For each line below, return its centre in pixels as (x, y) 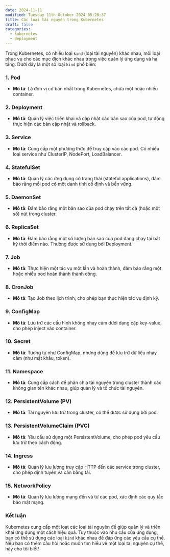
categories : (18, 29)
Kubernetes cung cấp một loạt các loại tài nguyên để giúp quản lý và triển (83, 527)
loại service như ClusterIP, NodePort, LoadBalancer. (67, 154)
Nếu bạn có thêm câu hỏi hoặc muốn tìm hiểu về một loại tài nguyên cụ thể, (85, 543)
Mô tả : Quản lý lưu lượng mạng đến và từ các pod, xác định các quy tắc (88, 497)
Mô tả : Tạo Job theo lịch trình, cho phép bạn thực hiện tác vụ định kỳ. (86, 298)
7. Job (13, 257)
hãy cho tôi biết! (22, 549)
